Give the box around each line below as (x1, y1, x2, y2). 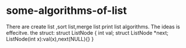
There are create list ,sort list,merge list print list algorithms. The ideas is (6, 23, 180, 30)
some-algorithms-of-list (6, 4, 128, 17)
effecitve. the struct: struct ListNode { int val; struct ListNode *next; (6, 29, 168, 36)
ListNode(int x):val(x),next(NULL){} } (6, 35, 94, 42)
